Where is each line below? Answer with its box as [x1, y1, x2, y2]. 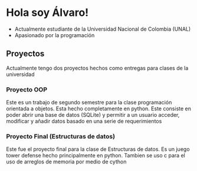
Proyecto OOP [6, 85, 48, 94]
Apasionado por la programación [14, 31, 95, 38]
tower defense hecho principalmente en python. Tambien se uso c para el [6, 152, 186, 159]
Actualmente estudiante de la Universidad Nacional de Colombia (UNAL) [14, 25, 191, 32]
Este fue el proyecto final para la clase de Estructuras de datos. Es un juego [6, 146, 190, 153]
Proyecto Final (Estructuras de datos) [6, 132, 116, 140]
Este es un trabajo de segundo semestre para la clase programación [6, 99, 172, 106]
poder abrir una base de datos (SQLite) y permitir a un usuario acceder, [6, 111, 180, 119]
